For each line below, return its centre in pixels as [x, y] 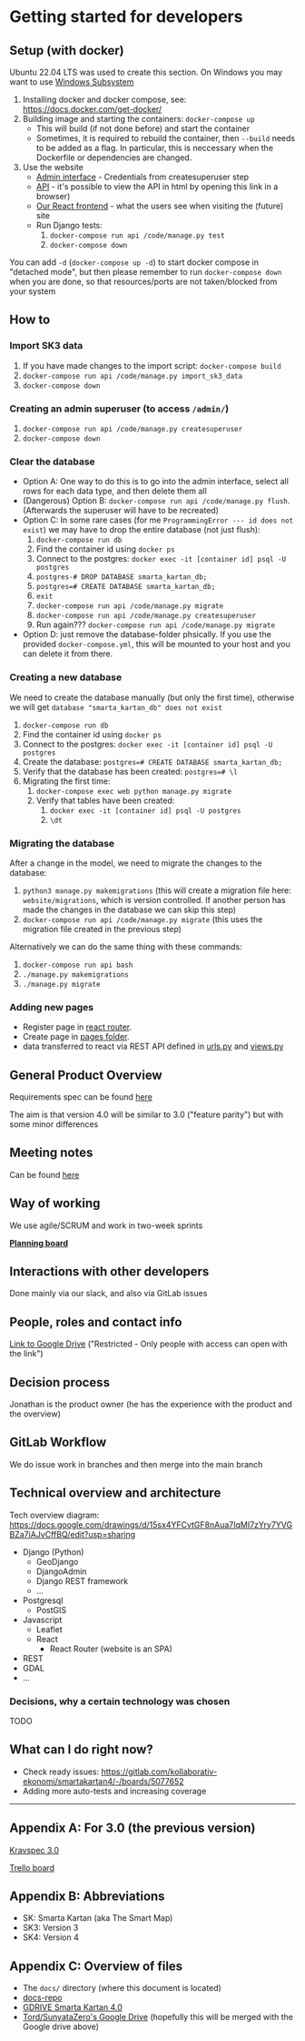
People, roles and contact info [96, 1322]
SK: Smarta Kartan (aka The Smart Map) [98, 1918]
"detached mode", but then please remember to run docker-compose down [146, 272]
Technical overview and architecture [115, 1493]
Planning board [39, 1243]
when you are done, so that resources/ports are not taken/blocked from [143, 281]
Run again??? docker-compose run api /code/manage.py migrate [155, 624]
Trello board [32, 1867]
